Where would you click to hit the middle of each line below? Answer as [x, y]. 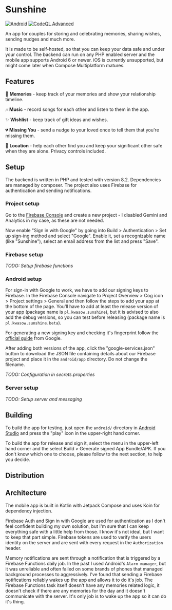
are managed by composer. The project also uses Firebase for [71, 185]
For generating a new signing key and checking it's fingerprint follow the [82, 333]
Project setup [22, 204]
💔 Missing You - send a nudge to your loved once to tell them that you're [82, 130]
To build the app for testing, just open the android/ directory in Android [80, 428]
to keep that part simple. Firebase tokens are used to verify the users [78, 537]
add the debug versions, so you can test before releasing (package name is [85, 317]
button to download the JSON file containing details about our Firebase [81, 354]
